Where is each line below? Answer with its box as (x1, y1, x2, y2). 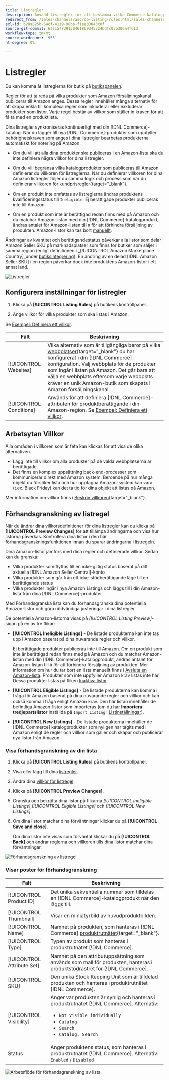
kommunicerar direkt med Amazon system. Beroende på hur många (12, 474, 153, 480)
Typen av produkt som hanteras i (50, 938, 128, 945)
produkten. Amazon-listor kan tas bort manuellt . (12, 227, 112, 233)
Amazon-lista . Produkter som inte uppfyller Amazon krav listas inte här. (12, 672, 160, 678)
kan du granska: (5, 554, 39, 560)
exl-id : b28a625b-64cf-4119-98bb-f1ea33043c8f (5, 21, 105, 27)
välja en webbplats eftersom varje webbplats (47, 373, 153, 380)
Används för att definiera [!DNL (47, 394, 122, 401)
